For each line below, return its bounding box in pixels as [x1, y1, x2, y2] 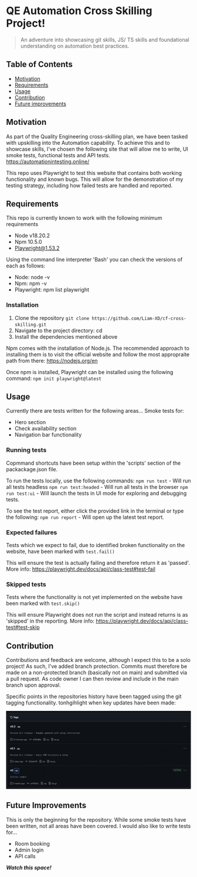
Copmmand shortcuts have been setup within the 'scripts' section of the [6, 459, 181, 466]
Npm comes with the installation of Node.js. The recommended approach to [6, 345, 189, 352]
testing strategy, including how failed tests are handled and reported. [6, 181, 173, 189]
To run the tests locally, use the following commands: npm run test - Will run [6, 477, 192, 484]
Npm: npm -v [14, 280, 47, 287]
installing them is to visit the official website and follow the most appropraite [6, 350, 189, 358]
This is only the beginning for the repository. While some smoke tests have [6, 816, 186, 823]
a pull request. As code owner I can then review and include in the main [6, 676, 179, 683]
